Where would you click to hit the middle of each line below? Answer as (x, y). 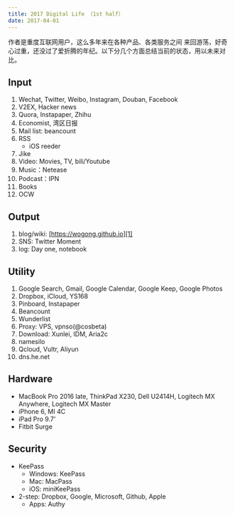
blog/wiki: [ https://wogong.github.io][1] (76, 234)
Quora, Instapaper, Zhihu (55, 115)
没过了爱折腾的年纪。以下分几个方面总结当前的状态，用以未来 (129, 51)
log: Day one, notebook (53, 249)
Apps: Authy (47, 504)
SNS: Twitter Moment (50, 241)
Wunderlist (34, 318)
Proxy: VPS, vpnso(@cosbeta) (62, 326)
